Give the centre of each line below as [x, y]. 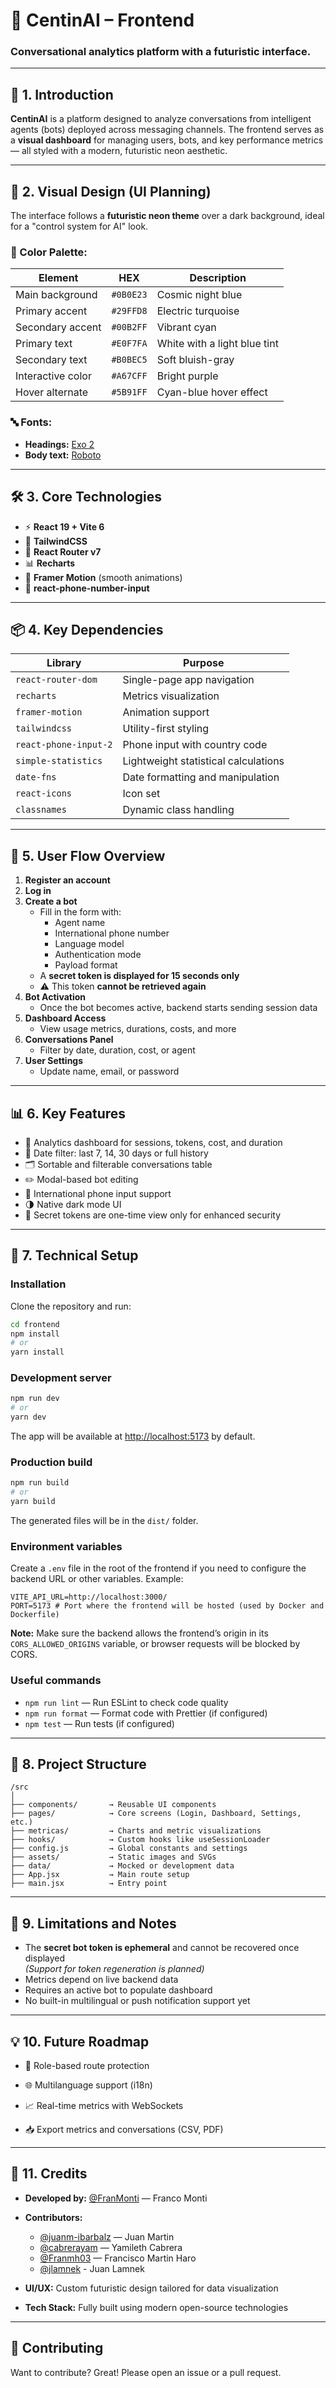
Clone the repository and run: [71, 1306]
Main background [56, 295]
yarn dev [28, 1417]
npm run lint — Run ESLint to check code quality [126, 1702]
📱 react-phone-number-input [87, 588]
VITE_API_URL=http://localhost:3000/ [89, 1597]
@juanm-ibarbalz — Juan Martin [107, 2236]
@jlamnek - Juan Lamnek [92, 2268]
